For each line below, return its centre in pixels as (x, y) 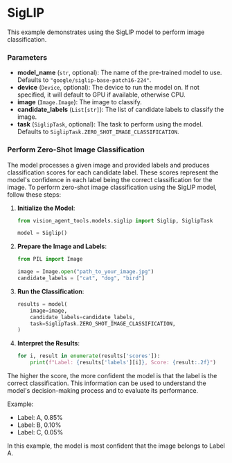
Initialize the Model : (46, 208)
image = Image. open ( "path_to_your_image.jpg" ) (86, 272)
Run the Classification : (51, 291)
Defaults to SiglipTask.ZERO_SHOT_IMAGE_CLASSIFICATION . (98, 132)
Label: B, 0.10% (39, 425)
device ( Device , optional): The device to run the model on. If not (108, 88)
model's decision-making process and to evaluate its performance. (103, 391)
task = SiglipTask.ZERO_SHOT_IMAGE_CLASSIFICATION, (103, 324)
